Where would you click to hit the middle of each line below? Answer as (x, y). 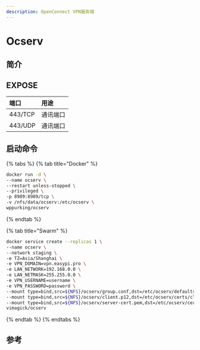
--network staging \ (32, 253)
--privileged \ (25, 191)
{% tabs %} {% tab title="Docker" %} (52, 163)
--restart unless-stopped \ (41, 185)
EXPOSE (22, 85)
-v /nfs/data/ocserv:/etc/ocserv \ (50, 202)
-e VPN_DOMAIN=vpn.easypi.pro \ (46, 264)
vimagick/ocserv (26, 308)
